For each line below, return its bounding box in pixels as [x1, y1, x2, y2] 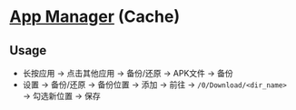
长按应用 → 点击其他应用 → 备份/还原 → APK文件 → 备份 [22, 68, 233, 78]
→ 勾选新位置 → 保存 [22, 91, 102, 101]
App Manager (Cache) [9, 6, 180, 27]
